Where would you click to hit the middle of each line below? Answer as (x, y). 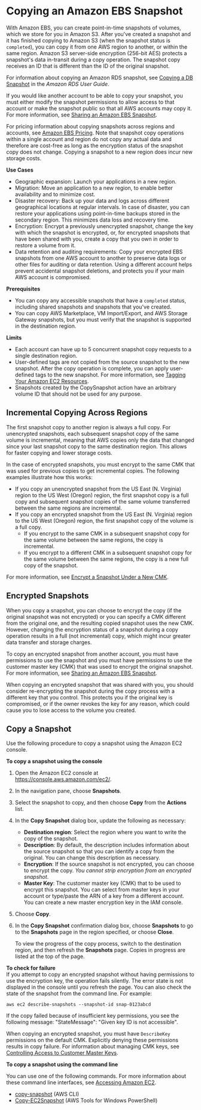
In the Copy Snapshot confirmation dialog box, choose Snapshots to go (104, 926)
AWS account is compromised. (53, 277)
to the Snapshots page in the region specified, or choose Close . (94, 932)
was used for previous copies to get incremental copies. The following (93, 471)
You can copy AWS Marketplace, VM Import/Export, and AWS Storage (101, 313)
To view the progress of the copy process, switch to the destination (98, 944)
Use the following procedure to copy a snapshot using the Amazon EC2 (94, 743)
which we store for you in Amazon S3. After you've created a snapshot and (99, 34)
